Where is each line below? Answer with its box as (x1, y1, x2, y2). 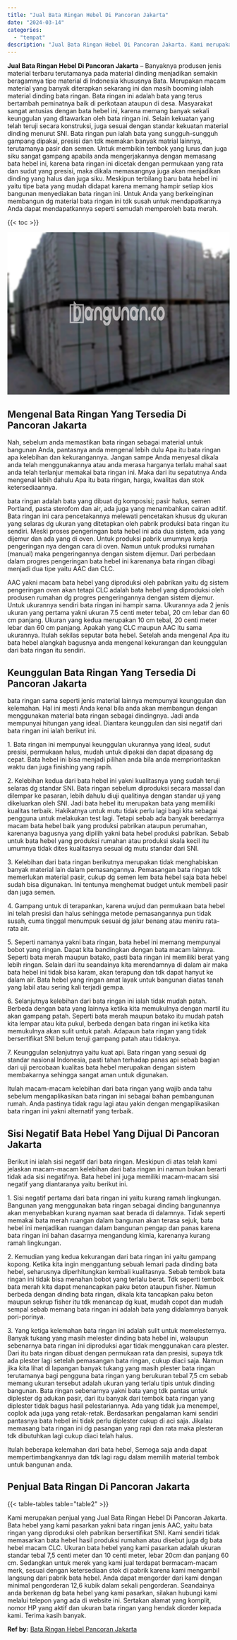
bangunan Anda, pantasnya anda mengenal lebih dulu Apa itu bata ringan (7, 446, 221, 454)
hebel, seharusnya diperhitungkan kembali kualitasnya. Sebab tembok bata (7, 1268, 226, 1276)
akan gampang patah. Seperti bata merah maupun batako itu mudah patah (7, 1012, 224, 1021)
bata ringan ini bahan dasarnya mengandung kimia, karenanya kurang (7, 1232, 210, 1240)
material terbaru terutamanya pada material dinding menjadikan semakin (7, 69, 218, 78)
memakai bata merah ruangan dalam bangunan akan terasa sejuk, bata (7, 1216, 214, 1225)
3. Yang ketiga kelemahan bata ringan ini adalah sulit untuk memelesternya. (7, 1326, 227, 1335)
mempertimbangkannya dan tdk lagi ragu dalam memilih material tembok (7, 1453, 219, 1462)
